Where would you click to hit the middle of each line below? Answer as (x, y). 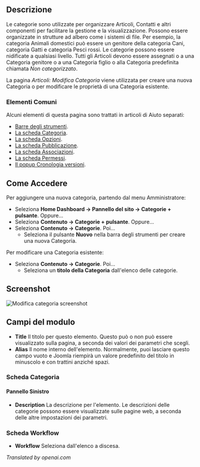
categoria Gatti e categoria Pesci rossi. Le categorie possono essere (90, 50)
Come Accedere (37, 183)
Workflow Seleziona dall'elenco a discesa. (67, 446)
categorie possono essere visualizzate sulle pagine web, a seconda (98, 411)
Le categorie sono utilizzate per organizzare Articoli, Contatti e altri (89, 24)
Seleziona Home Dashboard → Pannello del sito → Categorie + (93, 209)
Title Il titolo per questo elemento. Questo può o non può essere (94, 336)
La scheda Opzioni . (39, 139)
